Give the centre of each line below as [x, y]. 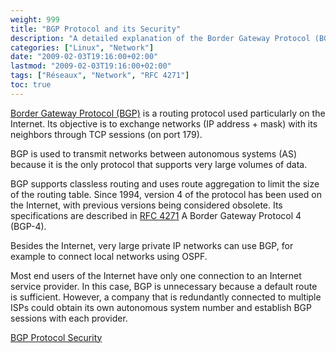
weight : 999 [35, 19]
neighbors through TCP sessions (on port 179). [106, 134]
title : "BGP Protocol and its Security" [96, 29]
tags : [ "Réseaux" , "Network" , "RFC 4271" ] [100, 76]
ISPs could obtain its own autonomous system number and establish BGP [161, 307]
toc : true [31, 85]
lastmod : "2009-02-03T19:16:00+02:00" [91, 66]
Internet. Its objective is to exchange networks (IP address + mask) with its [164, 123]
